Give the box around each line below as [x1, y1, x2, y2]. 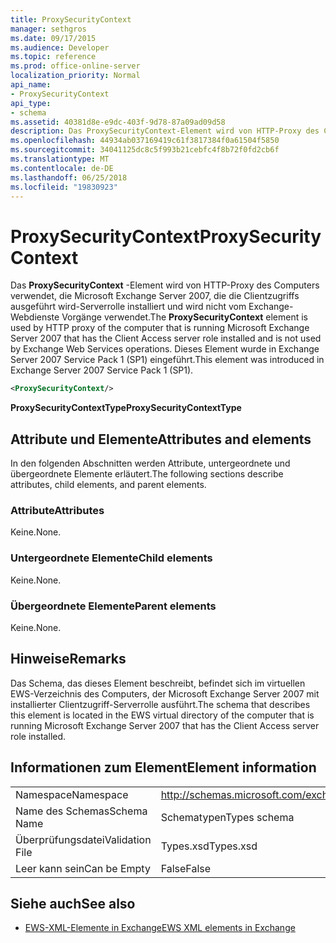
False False [160, 861, 212, 875]
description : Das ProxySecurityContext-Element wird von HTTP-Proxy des [10, 126, 320, 136]
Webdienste [10, 311, 60, 323]
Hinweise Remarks [10, 651, 127, 668]
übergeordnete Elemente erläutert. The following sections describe [10, 468, 284, 480]
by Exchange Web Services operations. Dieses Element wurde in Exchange [10, 343, 320, 355]
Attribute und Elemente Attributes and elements [10, 431, 312, 448]
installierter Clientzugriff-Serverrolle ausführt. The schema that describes [10, 698, 311, 710]
